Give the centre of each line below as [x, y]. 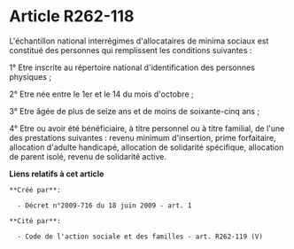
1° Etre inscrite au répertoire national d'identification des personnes [132, 67]
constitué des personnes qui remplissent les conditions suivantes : [131, 50]
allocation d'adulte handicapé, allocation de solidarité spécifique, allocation [147, 147]
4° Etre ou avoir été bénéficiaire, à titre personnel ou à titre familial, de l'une [147, 128]
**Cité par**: [35, 221]
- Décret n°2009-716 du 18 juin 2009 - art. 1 [104, 206]
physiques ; [30, 76]
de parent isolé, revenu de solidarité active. [88, 156]
